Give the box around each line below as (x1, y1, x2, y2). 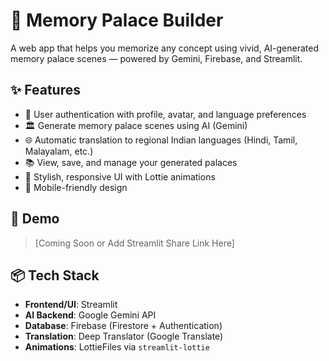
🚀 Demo (10, 210, 60, 228)
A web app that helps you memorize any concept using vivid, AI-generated (10, 42, 320, 54)
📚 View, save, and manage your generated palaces (24, 156, 238, 168)
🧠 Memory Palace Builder (10, 9, 224, 32)
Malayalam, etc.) (24, 145, 94, 157)
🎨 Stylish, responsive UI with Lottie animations (24, 170, 216, 183)
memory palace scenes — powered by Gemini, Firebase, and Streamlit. (10, 52, 303, 64)
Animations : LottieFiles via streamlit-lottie (24, 341, 210, 353)
